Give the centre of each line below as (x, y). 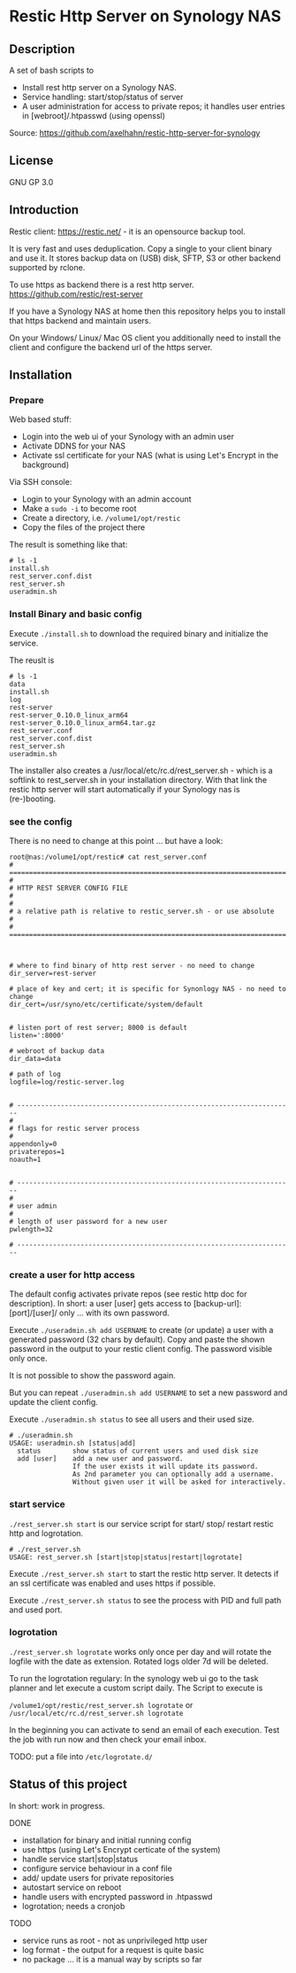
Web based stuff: (41, 419)
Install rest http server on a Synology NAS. (99, 87)
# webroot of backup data (57, 1051)
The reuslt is (32, 660)
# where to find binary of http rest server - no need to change (132, 965)
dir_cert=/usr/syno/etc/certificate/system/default (106, 1004)
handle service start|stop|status (80, 1859)
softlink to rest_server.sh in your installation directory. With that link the (138, 780)
